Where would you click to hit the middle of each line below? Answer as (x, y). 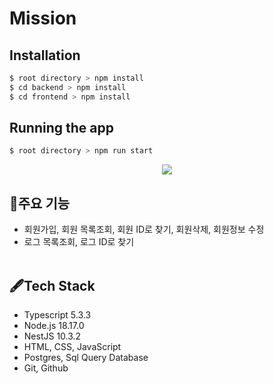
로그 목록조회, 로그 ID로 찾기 (79, 242)
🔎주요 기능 (40, 203)
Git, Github (46, 368)
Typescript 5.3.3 (57, 314)
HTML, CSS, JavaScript (72, 346)
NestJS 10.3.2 (52, 336)
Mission (43, 18)
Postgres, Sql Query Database (86, 357)
